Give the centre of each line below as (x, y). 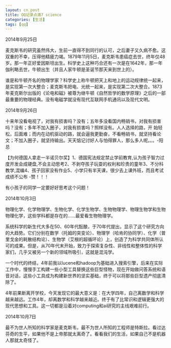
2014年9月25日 (21, 39)
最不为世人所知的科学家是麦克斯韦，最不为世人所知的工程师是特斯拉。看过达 (85, 328)
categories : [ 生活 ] (25, 19)
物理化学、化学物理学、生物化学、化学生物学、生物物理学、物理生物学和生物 (85, 210)
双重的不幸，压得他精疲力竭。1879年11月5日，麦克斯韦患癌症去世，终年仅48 (85, 57)
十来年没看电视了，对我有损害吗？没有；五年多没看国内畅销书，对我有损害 (83, 121)
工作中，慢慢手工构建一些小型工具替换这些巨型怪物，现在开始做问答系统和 (83, 269)
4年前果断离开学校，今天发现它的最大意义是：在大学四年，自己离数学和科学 (85, 293)
